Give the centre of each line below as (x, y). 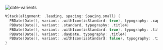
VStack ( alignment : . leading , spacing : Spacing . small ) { (63, 16)
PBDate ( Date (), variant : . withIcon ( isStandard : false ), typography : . (82, 38)
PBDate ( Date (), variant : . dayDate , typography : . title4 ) (68, 34)
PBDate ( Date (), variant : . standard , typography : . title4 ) (69, 25)
